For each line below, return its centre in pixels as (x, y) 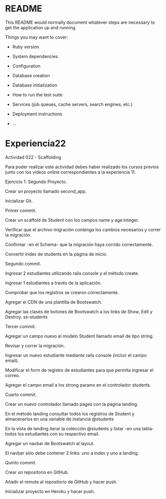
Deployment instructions (37, 114)
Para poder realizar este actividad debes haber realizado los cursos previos (82, 167)
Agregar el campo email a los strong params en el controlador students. (78, 385)
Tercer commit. (21, 326)
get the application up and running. (41, 27)
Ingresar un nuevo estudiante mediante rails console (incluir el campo (76, 355)
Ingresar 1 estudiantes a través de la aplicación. (53, 283)
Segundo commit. (23, 263)
